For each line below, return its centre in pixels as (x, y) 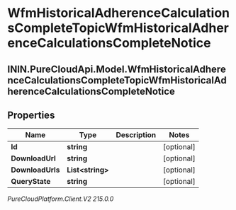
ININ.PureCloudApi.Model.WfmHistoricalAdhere (117, 69)
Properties (31, 115)
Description (136, 135)
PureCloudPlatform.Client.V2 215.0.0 (61, 199)
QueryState (31, 182)
